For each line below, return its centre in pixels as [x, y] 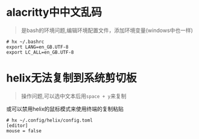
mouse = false [24, 131]
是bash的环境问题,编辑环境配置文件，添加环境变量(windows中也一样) [107, 30]
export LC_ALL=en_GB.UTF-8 [40, 52]
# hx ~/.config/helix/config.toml [50, 120]
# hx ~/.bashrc [25, 42]
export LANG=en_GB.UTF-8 [37, 47]
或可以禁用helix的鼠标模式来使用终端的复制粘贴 [65, 109]
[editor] [17, 125]
